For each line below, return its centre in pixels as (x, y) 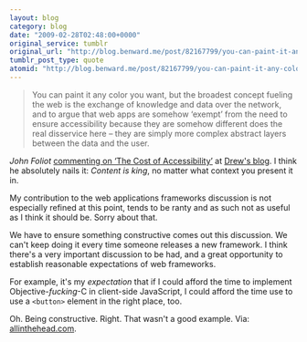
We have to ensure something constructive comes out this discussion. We (148, 234)
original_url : (37, 52)
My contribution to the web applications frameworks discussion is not (141, 198)
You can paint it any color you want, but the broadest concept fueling (162, 94)
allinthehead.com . (43, 328)
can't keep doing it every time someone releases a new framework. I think (148, 244)
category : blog (38, 26)
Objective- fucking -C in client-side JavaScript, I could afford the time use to (151, 291)
